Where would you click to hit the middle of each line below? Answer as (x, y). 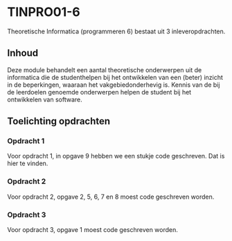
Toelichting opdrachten (59, 121)
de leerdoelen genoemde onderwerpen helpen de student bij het (99, 92)
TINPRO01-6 (44, 12)
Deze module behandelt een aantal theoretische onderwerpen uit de (105, 69)
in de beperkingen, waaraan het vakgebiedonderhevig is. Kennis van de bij (114, 85)
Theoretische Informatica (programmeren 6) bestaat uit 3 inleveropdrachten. (116, 31)
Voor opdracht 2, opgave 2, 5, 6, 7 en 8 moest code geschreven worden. (111, 197)
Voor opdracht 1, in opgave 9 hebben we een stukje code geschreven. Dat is (116, 156)
